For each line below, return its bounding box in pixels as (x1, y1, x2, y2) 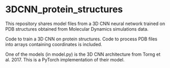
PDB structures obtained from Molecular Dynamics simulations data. (5, 26, 149, 32)
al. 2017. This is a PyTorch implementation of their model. (5, 56, 125, 62)
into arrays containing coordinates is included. (5, 41, 103, 47)
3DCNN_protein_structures (5, 4, 123, 15)
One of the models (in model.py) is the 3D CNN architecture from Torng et (5, 51, 161, 57)
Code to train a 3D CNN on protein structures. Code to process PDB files (5, 36, 158, 42)
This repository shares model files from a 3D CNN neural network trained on (5, 20, 165, 27)
